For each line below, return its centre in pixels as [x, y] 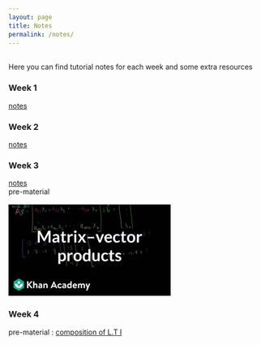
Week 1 [23, 88]
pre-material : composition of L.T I [65, 332]
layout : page [30, 17]
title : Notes [30, 26]
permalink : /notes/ [41, 34]
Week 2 [24, 127]
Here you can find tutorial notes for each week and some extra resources [130, 67]
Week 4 [24, 314]
